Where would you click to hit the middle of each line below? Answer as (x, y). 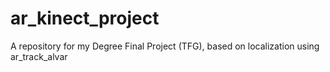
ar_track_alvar (39, 56)
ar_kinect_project (85, 18)
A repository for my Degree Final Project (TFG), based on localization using (165, 46)
